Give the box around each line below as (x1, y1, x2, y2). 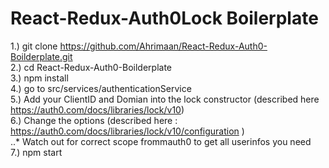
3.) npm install (10, 72, 69, 84)
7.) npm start (10, 146, 63, 158)
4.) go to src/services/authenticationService (10, 82, 192, 94)
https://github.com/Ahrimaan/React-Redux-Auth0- (59, 40, 268, 52)
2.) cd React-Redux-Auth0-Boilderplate (10, 61, 173, 73)
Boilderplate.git (10, 50, 73, 62)
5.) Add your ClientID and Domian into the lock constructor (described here (10, 93, 320, 105)
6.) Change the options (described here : (10, 114, 178, 126)
